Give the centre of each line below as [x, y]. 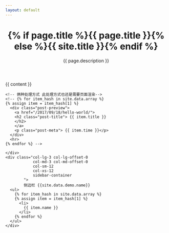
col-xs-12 [43, 171]
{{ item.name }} [41, 208]
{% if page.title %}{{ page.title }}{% [86, 35]
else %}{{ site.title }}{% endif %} [86, 46]
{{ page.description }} [86, 61]
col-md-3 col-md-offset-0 [60, 162]
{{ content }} [18, 84]
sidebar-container [52, 175]
